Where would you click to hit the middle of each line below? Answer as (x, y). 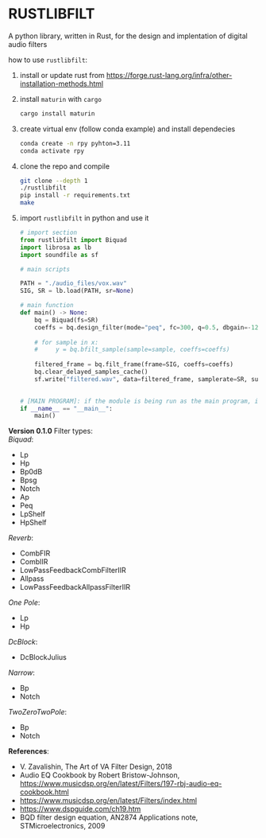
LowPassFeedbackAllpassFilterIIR (75, 587)
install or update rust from (62, 75)
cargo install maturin (57, 113)
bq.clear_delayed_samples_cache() (91, 372)
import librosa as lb (55, 248)
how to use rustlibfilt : (48, 60)
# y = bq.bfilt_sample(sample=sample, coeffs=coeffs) (132, 350)
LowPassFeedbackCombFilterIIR (73, 571)
